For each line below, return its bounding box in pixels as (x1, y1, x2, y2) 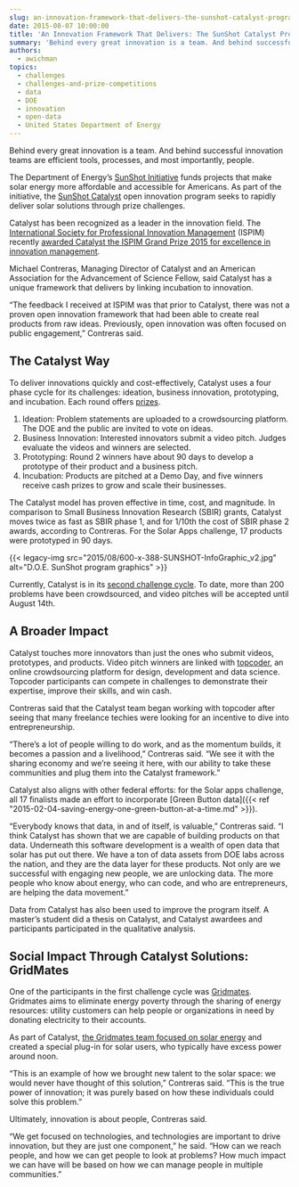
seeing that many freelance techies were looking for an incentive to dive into (9, 712, 289, 723)
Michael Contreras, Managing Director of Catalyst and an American (9, 264, 256, 274)
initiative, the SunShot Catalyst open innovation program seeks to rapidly (9, 191, 277, 201)
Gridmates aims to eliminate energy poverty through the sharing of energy (9, 995, 282, 1007)
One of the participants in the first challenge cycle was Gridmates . (9, 986, 252, 997)
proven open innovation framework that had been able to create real (9, 309, 260, 319)
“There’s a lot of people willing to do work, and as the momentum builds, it (9, 739, 282, 749)
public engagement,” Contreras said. (9, 328, 144, 339)
